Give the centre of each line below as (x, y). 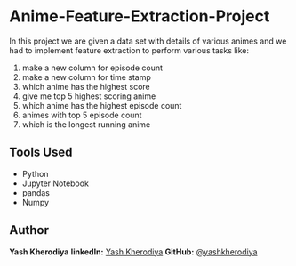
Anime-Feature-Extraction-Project (140, 16)
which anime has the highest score (86, 86)
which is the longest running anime (86, 124)
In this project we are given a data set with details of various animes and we (148, 41)
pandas (36, 192)
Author (29, 230)
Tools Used (41, 153)
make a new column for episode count (92, 68)
